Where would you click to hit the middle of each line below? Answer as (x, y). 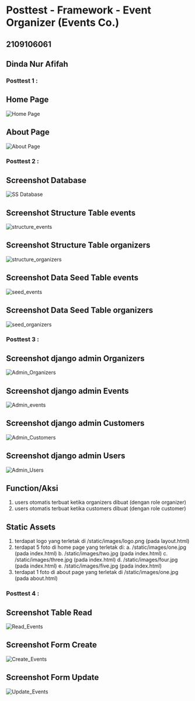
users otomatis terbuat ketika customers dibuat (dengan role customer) (100, 508)
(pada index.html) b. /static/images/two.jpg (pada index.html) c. (91, 554)
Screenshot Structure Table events (71, 213)
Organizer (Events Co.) (63, 23)
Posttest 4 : (23, 593)
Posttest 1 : (22, 81)
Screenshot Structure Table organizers (78, 245)
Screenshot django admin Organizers (75, 358)
